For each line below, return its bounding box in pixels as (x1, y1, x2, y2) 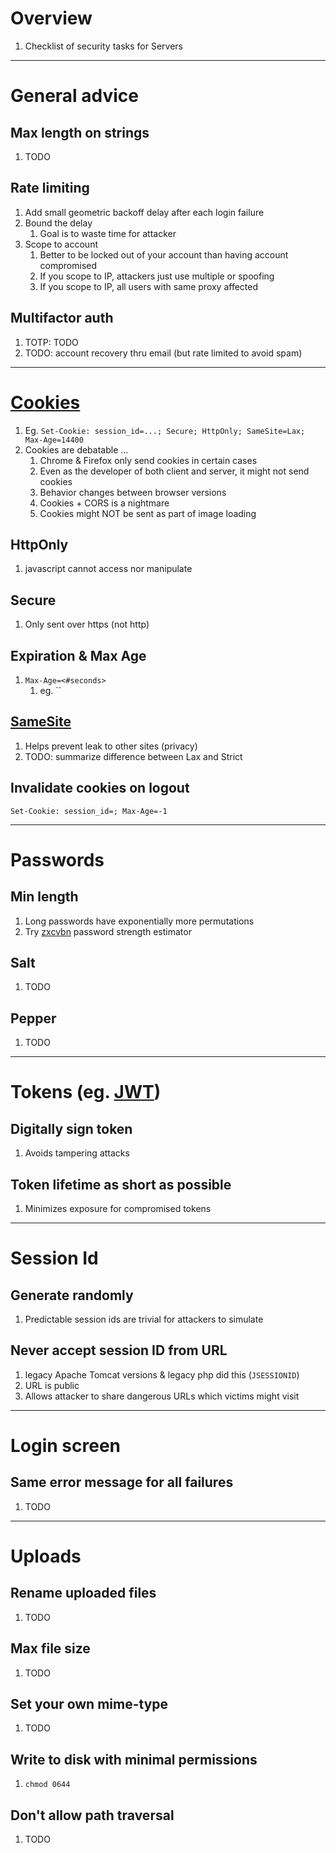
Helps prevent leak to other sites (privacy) (24, 740, 198, 752)
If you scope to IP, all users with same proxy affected (39, 280, 259, 292)
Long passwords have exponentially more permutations (24, 915, 255, 927)
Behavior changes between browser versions (39, 486, 227, 498)
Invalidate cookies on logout (10, 780, 190, 797)
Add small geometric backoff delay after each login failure (24, 206, 265, 218)
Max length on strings (10, 124, 150, 141)
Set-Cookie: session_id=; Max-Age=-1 (10, 806, 168, 816)
